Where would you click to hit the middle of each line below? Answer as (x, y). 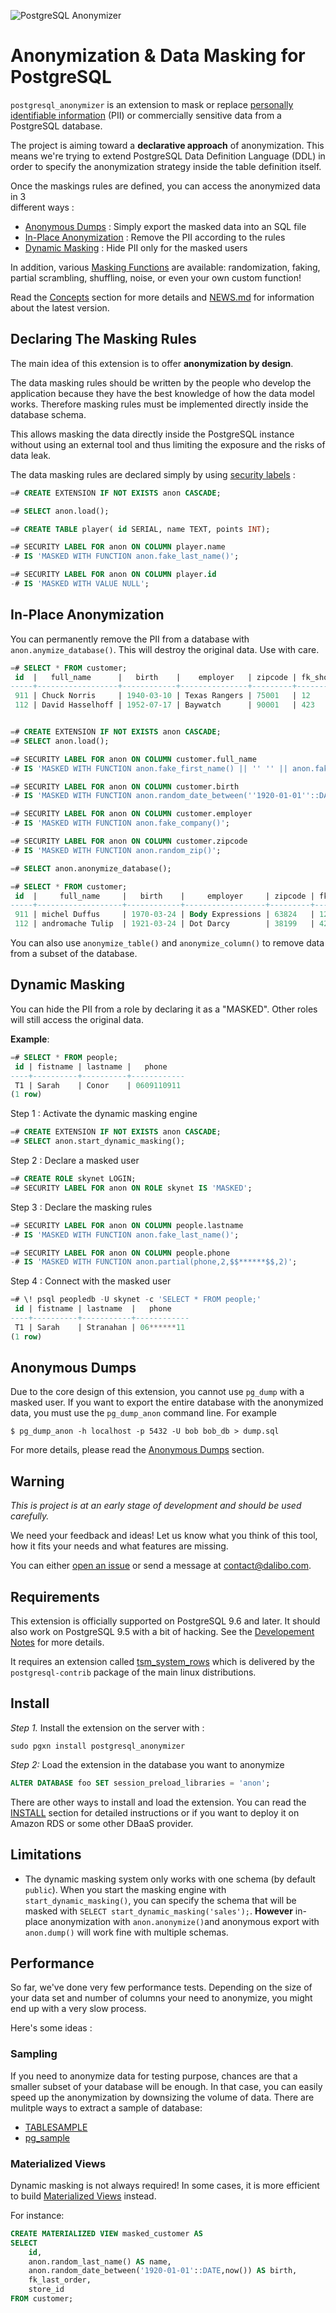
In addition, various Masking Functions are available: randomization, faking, (165, 267)
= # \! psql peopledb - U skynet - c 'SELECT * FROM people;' (136, 1300)
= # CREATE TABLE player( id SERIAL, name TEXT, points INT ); (140, 529)
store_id (46, 2290)
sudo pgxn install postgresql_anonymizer (98, 1746)
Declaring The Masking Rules (103, 339)
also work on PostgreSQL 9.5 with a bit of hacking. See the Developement (162, 1632)
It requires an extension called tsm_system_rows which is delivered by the (162, 1662)
